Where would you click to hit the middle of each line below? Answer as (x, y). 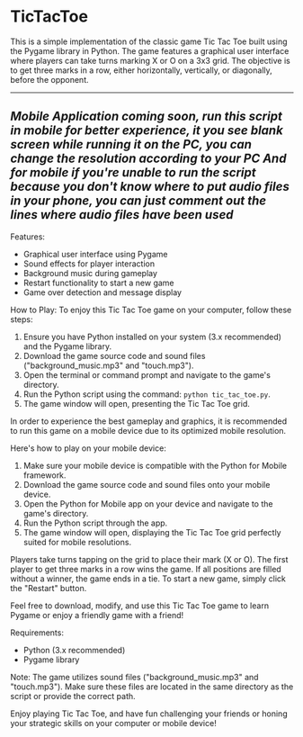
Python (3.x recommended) (74, 650)
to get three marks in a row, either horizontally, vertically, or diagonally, (141, 70)
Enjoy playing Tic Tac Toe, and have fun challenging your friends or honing (149, 714)
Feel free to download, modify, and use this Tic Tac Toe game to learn (139, 606)
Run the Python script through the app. (95, 523)
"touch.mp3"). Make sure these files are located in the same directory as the (152, 687)
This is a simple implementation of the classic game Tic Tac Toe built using (149, 41)
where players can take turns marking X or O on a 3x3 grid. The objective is (150, 60)
